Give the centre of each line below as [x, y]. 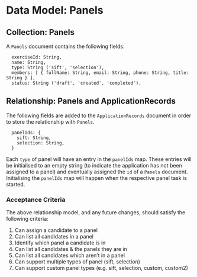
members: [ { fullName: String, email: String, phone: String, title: [100, 73]
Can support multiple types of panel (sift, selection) [77, 262]
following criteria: [27, 219]
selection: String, [41, 143]
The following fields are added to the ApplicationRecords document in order [98, 115]
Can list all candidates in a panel [54, 237]
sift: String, [34, 138]
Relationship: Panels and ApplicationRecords [91, 101]
